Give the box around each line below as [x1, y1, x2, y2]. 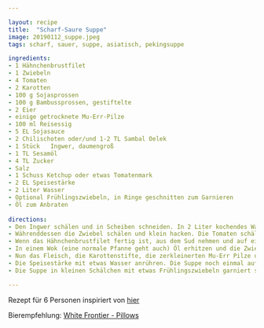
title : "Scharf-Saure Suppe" [8, 25, 108, 34]
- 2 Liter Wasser [8, 186, 65, 194]
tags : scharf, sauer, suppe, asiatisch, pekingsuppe [8, 40, 185, 48]
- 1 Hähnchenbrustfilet [8, 62, 86, 70]
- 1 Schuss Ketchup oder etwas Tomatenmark [8, 171, 153, 179]
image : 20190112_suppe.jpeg [8, 33, 101, 41]
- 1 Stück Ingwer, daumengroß [8, 142, 114, 150]
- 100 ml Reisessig [8, 120, 72, 128]
